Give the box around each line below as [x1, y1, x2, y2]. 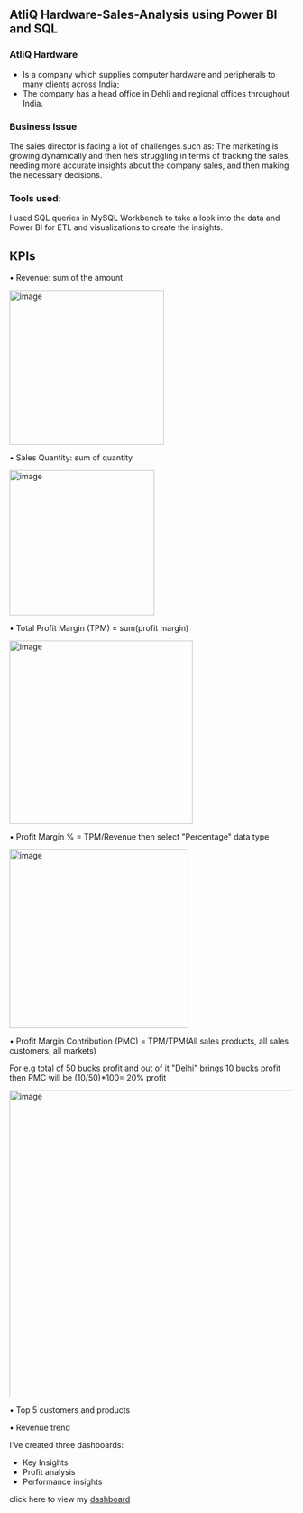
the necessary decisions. [9, 169, 103, 180]
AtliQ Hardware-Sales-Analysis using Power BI [9, 7, 278, 23]
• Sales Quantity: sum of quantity [9, 452, 133, 463]
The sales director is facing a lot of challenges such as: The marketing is [9, 140, 279, 152]
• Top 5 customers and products [9, 1405, 131, 1416]
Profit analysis [22, 1467, 76, 1478]
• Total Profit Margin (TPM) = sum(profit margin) [9, 623, 189, 634]
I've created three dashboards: [9, 1440, 124, 1451]
